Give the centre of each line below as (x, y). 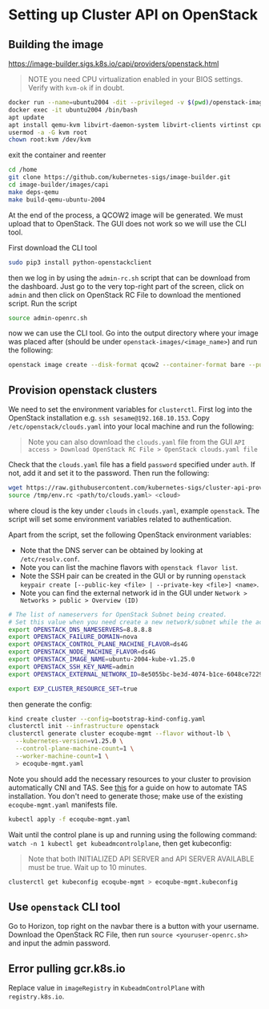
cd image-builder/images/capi (59, 185)
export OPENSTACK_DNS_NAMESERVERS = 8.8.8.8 (80, 629)
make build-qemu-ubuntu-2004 (57, 199)
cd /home (23, 170)
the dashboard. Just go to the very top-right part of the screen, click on (126, 286)
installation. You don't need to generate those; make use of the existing (126, 795)
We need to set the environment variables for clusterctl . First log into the (130, 409)
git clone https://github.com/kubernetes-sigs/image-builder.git (119, 177)
